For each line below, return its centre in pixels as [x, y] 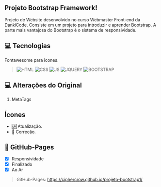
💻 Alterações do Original [43, 85]
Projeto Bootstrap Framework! [51, 8]
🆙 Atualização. [27, 126]
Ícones [15, 114]
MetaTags [22, 100]
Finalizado [22, 164]
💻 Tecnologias [28, 46]
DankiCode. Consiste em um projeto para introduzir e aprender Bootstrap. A [80, 25]
